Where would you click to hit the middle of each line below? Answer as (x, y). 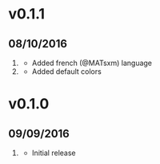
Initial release (54, 153)
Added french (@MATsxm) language (92, 63)
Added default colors (66, 72)
